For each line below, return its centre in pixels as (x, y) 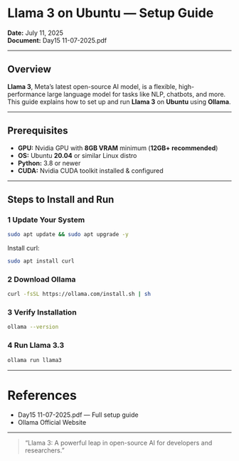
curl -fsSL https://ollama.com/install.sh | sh (79, 294)
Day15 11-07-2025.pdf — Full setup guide (78, 415)
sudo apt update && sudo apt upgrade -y (68, 235)
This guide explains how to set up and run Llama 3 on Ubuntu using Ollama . (119, 102)
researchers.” (45, 450)
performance (27, 94)
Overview (30, 69)
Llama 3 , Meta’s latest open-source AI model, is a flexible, (92, 86)
